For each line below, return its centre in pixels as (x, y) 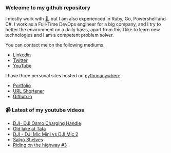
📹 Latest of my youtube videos (45, 110)
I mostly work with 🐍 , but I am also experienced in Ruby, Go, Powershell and (85, 19)
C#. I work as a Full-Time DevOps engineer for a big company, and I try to (83, 24)
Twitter (20, 60)
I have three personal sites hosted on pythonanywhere (63, 76)
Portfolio (22, 85)
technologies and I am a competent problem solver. (60, 35)
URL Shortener (28, 91)
